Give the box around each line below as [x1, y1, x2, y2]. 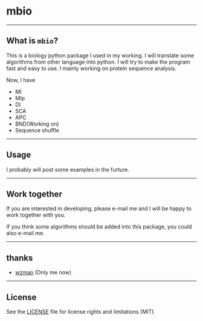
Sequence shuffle [14, 126, 59, 134]
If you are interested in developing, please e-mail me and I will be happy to [6, 205, 192, 212]
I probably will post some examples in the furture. [6, 166, 130, 173]
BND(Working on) [14, 120, 59, 128]
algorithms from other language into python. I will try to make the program [6, 58, 190, 65]
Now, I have [6, 76, 36, 83]
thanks [6, 253, 33, 263]
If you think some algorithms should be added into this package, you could [6, 223, 192, 230]
